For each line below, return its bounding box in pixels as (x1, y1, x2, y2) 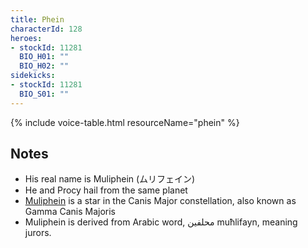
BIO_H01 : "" (19, 52, 70, 62)
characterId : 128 (10, 24, 83, 34)
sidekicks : (10, 71, 56, 81)
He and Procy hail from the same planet (24, 184, 188, 196)
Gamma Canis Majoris (24, 206, 116, 218)
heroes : (10, 33, 43, 43)
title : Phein (10, 14, 65, 25)
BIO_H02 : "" (19, 61, 70, 71)
